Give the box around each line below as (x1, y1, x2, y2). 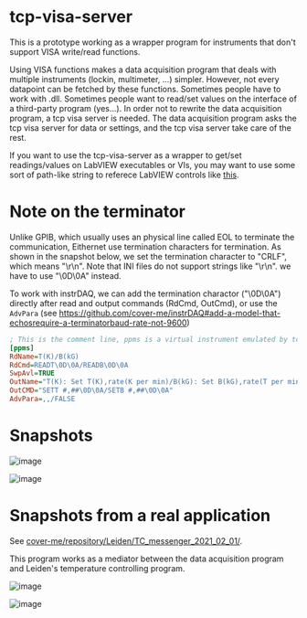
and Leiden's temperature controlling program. (9, 562, 185, 573)
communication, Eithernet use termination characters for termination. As (9, 240, 281, 252)
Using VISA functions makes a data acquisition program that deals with (9, 64, 277, 75)
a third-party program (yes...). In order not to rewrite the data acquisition (9, 102, 282, 113)
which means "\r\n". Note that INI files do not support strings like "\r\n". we (9, 261, 291, 272)
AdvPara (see (9, 307, 58, 318)
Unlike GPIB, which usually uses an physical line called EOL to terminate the (9, 231, 295, 242)
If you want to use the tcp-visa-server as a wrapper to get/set (9, 149, 242, 161)
